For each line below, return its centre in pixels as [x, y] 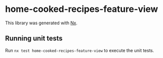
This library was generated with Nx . [41, 23]
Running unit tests [34, 38]
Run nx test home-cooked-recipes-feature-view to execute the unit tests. [80, 50]
